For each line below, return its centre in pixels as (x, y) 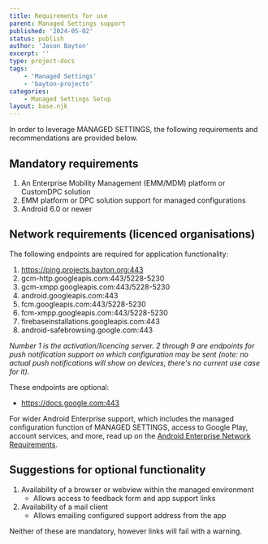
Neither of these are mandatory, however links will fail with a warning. (126, 531)
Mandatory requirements (74, 163)
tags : (18, 69)
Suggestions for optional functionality (108, 470)
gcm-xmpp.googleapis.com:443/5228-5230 (95, 287)
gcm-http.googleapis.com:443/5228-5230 (93, 278)
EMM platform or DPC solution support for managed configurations (133, 200)
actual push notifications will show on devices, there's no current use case (135, 362)
